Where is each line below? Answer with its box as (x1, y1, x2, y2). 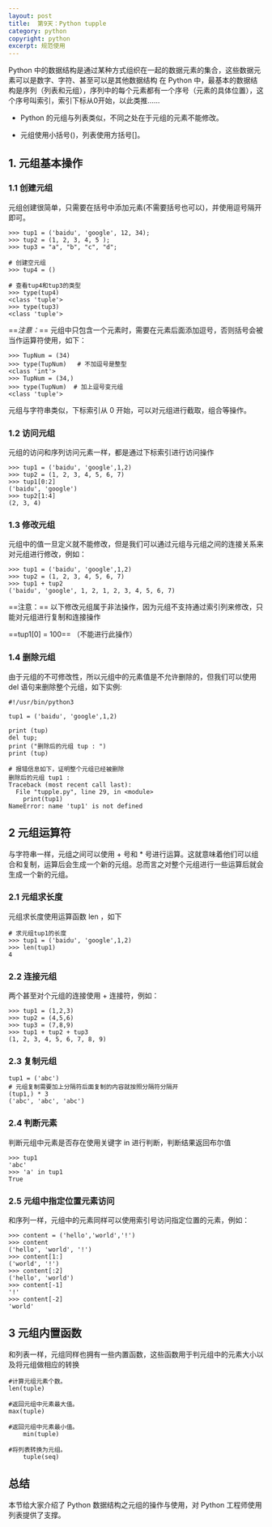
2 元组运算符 (8, 826, 71, 840)
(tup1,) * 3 (8, 1090, 49, 1099)
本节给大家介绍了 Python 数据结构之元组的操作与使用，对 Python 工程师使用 (8, 1499, 262, 1509)
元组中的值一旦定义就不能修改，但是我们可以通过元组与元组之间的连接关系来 (8, 539, 264, 549)
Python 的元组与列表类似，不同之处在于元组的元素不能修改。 (19, 113, 224, 122)
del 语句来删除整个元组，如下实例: (8, 682, 123, 692)
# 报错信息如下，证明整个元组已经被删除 (8, 765, 125, 773)
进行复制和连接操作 (36, 612, 101, 622)
